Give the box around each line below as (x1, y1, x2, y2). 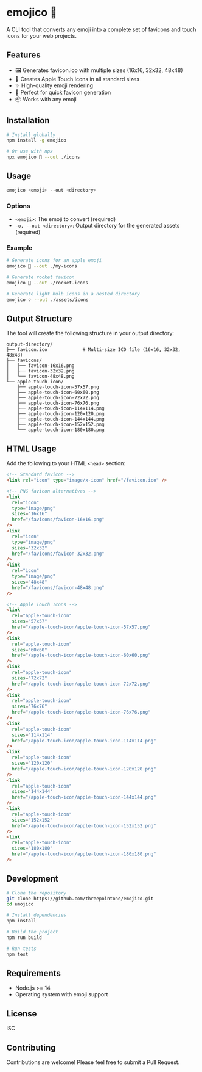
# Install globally (6, 131, 56, 138)
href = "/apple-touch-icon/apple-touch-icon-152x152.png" (12, 822, 156, 829)
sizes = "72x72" (12, 675, 47, 681)
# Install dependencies (6, 912, 67, 918)
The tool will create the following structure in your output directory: (6, 330, 175, 337)
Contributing (6, 1042, 56, 1052)
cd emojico (6, 901, 34, 907)
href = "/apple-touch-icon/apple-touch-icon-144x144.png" (12, 794, 156, 800)
